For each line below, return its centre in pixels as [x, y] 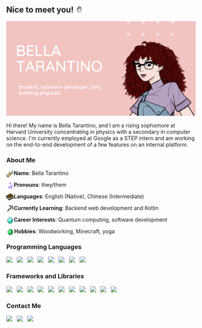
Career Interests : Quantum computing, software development [90, 220]
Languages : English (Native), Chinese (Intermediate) [79, 196]
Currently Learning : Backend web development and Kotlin [87, 208]
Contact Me [24, 306]
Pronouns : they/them [40, 185]
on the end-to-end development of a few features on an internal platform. [97, 144]
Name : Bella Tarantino [41, 173]
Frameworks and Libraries [45, 276]
